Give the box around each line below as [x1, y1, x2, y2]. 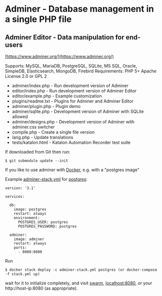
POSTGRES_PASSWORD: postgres [17, 224, 77, 229]
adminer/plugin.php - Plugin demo [12, 104, 81, 109]
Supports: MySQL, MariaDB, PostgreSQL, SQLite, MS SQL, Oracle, [5, 63, 137, 69]
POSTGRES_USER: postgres [17, 220, 68, 225]
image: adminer [14, 237, 45, 242]
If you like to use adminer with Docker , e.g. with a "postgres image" [5, 167, 140, 173]
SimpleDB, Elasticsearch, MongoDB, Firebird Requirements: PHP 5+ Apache [5, 68, 157, 74]
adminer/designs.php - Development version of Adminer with [12, 119, 135, 124]
